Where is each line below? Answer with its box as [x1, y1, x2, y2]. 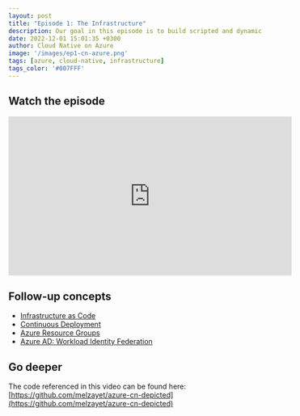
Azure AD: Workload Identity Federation [19, 337, 154, 347]
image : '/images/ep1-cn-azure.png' [8, 49, 129, 57]
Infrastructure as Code [19, 311, 96, 321]
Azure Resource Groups [19, 328, 100, 338]
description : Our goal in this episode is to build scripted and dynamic [8, 27, 263, 35]
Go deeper [8, 360, 63, 374]
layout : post [8, 11, 53, 20]
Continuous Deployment [19, 320, 101, 330]
